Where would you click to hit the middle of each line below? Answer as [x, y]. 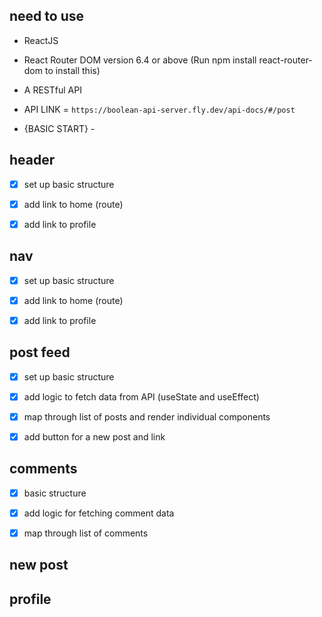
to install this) [72, 70]
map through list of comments [86, 533]
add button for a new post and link [94, 436]
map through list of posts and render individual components [147, 416]
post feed [40, 352]
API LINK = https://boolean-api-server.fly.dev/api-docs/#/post [159, 109]
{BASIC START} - [59, 128]
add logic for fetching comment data [99, 513]
